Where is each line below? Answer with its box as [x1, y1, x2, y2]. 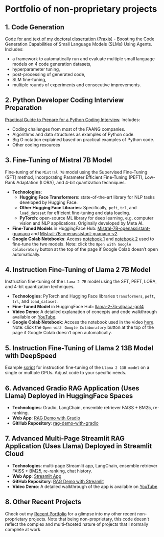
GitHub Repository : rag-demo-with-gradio [12, 420, 99, 426]
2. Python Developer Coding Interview [5, 96, 124, 104]
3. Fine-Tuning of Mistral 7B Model [5, 156, 112, 165]
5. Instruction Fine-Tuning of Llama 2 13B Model [5, 344, 153, 352]
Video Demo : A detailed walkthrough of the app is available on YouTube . [12, 484, 159, 489]
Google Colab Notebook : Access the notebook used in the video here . [12, 319, 155, 325]
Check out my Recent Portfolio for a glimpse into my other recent [5, 511, 136, 516]
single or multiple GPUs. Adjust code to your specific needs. [5, 370, 126, 376]
